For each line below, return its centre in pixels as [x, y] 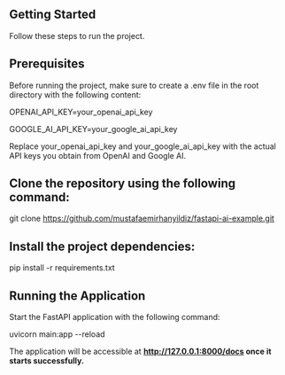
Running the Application [77, 296]
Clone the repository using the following [123, 184]
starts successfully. [46, 361]
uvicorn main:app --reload [57, 334]
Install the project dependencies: [102, 246]
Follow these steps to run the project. [77, 35]
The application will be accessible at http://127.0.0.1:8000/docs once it [140, 352]
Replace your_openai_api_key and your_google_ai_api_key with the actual [143, 146]
